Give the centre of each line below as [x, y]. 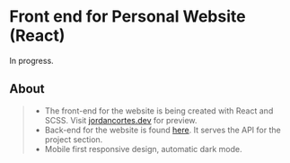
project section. [74, 139]
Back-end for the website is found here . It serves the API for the [163, 130]
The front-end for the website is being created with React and [159, 111]
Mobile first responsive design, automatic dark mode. [143, 149]
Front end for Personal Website [127, 17]
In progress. [31, 60]
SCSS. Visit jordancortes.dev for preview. [121, 120]
